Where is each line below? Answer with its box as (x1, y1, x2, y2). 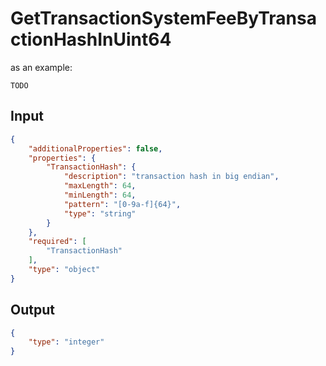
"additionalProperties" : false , (28, 143, 163, 154)
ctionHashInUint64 (10, 28, 172, 51)
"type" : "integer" (28, 337, 105, 347)
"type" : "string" (63, 208, 137, 219)
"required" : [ (28, 237, 87, 247)
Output (10, 302, 55, 319)
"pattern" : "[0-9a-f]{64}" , (63, 199, 182, 209)
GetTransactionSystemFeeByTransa (10, 7, 317, 30)
